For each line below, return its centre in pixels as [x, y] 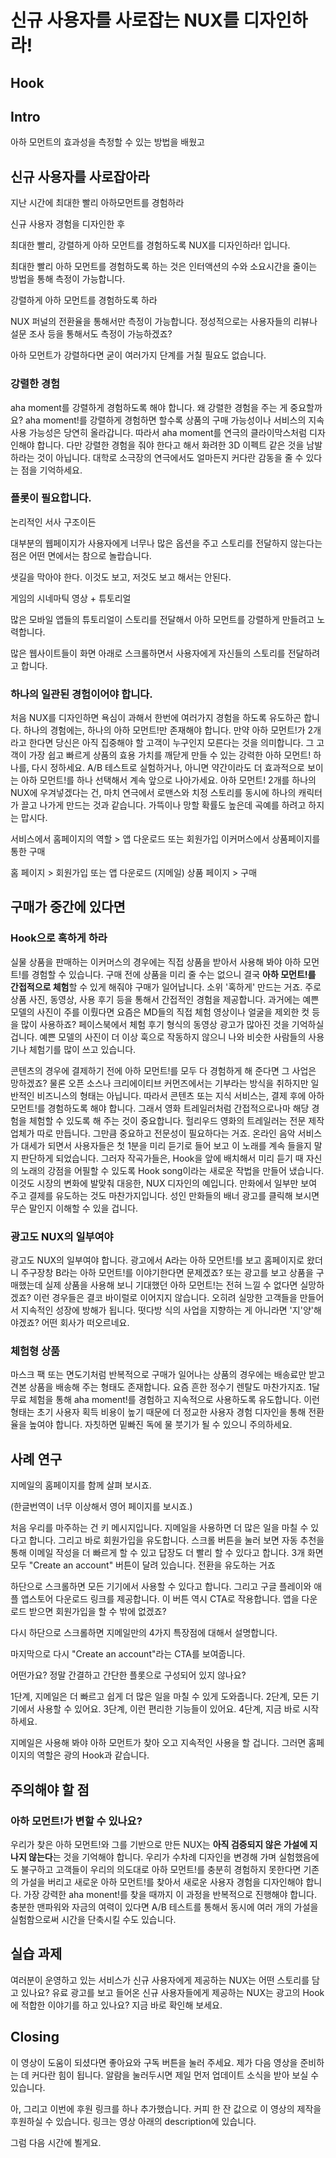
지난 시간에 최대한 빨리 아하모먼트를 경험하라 [97, 203]
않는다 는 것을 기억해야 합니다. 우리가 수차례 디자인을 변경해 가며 [152, 1857]
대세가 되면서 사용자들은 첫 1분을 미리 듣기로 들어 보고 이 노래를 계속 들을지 [166, 1145]
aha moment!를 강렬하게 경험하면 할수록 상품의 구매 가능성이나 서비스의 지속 [174, 420]
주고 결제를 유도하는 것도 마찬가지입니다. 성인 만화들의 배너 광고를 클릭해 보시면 [165, 1195]
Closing [35, 2037]
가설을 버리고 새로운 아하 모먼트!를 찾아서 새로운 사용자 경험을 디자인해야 [162, 1882]
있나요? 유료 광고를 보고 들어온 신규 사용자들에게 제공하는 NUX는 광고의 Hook [172, 1992]
